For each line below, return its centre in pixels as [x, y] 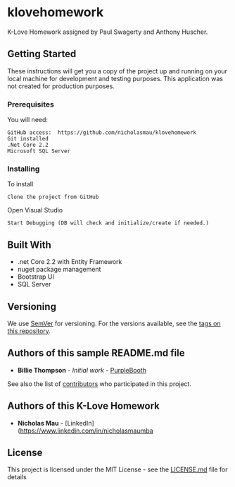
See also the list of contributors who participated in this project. [100, 384]
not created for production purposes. [61, 86]
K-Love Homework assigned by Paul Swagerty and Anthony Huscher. [108, 32]
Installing [24, 169]
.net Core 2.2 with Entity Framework [70, 262]
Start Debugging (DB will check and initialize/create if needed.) [108, 223]
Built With [29, 245]
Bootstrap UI [36, 277]
